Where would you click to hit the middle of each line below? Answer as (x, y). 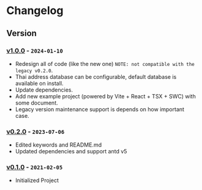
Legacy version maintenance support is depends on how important (100, 109)
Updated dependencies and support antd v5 (71, 152)
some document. (36, 103)
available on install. (39, 83)
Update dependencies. (44, 90)
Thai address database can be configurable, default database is (96, 76)
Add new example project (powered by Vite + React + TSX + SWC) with (105, 96)
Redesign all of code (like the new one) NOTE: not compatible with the (105, 64)
